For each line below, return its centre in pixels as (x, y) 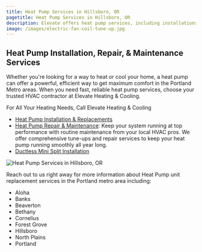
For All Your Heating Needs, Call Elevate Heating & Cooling (79, 108)
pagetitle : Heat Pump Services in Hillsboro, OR (68, 17)
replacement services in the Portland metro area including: (79, 181)
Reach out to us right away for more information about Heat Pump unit (93, 174)
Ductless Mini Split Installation (52, 152)
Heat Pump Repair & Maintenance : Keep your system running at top (98, 126)
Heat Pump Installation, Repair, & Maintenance (95, 53)
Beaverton (28, 206)
